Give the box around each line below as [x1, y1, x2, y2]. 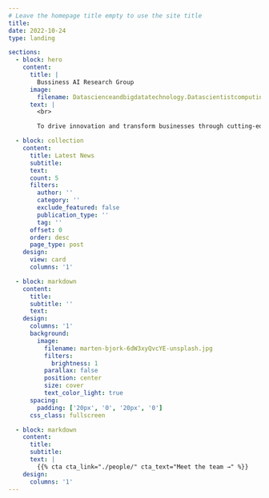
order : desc [29, 233, 70, 241]
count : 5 [29, 173, 59, 182]
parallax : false [43, 367, 98, 375]
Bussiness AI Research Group [37, 78, 134, 86]
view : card [29, 256, 66, 264]
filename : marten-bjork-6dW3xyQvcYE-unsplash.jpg [43, 345, 214, 353]
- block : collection [15, 137, 84, 145]
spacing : [29, 396, 59, 404]
